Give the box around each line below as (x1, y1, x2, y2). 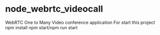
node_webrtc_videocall (5, 3, 103, 15)
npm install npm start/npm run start (5, 24, 78, 30)
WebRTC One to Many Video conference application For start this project (5, 19, 156, 25)
